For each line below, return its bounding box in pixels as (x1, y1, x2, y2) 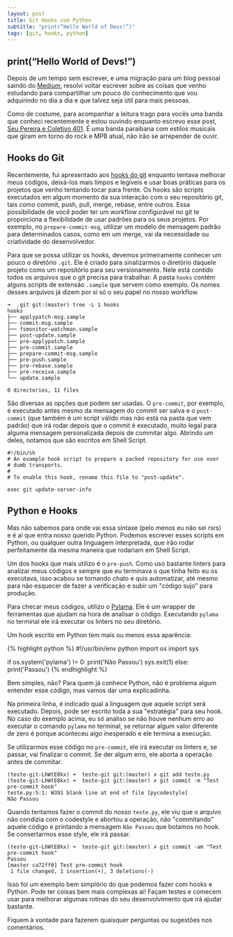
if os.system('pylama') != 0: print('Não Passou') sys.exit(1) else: (7, 657, 189, 666)
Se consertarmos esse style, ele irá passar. (7, 830, 131, 838)
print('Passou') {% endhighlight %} (7, 665, 108, 673)
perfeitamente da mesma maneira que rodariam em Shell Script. (7, 545, 191, 554)
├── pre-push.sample (7, 356, 67, 363)
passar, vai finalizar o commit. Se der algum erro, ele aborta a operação (7, 750, 213, 759)
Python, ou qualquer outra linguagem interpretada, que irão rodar (7, 538, 195, 547)
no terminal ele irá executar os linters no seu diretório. (7, 617, 162, 625)
